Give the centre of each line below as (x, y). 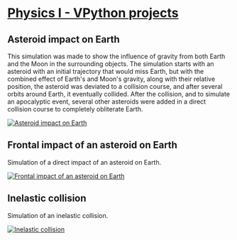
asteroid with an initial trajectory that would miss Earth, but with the (106, 71)
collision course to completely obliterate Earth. (75, 109)
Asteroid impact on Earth (64, 39)
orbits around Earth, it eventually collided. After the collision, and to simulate (119, 94)
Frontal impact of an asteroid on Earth (92, 145)
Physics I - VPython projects (93, 13)
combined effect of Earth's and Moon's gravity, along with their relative (111, 79)
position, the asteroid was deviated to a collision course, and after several (115, 86)
